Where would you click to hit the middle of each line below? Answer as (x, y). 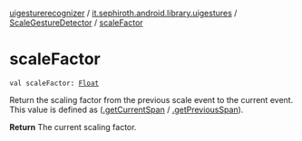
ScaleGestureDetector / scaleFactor (76, 23)
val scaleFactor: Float (54, 83)
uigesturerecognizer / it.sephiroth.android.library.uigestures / (123, 13)
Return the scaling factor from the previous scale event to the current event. (151, 99)
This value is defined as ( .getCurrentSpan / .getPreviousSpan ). (127, 109)
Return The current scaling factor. (73, 127)
